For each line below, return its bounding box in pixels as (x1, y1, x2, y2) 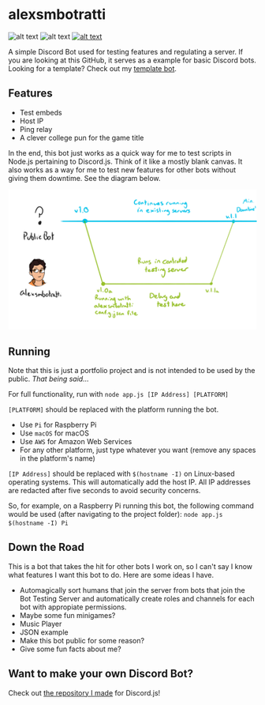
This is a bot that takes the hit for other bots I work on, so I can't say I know (8, 561, 253, 571)
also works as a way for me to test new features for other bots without (8, 164, 237, 175)
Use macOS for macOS (19, 428, 89, 438)
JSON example (19, 627, 69, 637)
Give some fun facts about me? (19, 644, 121, 654)
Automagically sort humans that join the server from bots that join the (19, 585, 246, 594)
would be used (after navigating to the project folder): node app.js (8, 510, 223, 519)
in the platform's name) (19, 454, 96, 463)
